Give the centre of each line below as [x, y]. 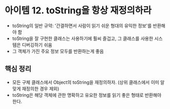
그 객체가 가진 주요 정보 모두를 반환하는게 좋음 [58, 51]
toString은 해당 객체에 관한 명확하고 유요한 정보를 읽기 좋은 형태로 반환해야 [87, 95]
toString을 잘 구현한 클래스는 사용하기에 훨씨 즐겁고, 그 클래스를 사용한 [83, 38]
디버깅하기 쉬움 [37, 45]
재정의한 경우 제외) [40, 89]
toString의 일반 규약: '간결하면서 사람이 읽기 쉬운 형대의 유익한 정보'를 [82, 26]
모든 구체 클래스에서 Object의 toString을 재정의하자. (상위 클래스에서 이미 [86, 82]
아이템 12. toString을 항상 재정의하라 [78, 10]
